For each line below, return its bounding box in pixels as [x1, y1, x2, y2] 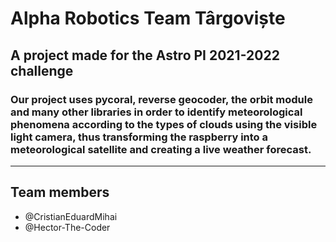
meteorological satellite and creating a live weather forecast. [10, 142, 312, 156]
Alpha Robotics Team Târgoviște [10, 7, 286, 30]
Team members [10, 184, 110, 201]
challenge [10, 62, 74, 79]
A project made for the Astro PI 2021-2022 [10, 47, 280, 64]
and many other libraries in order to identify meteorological [10, 105, 303, 119]
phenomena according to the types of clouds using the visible [10, 117, 318, 131]
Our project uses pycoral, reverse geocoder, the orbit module [10, 92, 313, 106]
